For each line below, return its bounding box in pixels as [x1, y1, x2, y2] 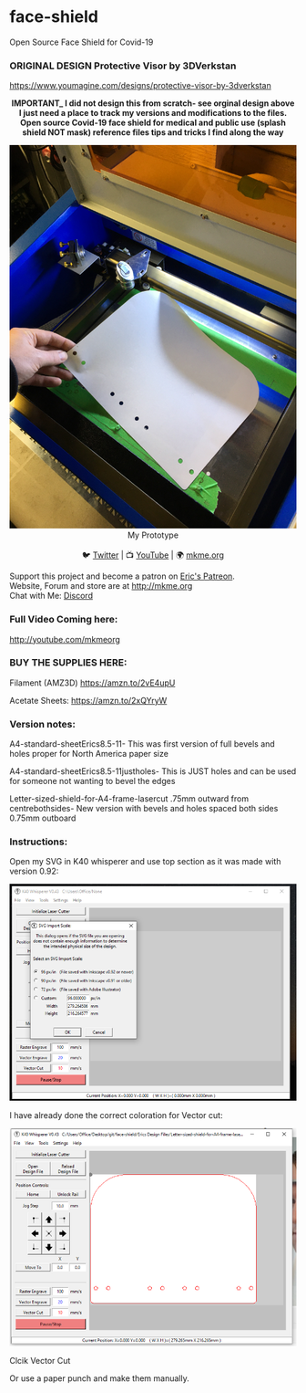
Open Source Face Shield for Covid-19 [9, 37, 154, 47]
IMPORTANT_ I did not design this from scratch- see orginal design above [11, 98, 295, 109]
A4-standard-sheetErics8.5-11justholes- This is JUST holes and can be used [9, 766, 297, 777]
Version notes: [9, 717, 76, 730]
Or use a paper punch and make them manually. [9, 1373, 189, 1384]
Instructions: [9, 835, 68, 848]
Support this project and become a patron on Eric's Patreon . [9, 571, 235, 581]
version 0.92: [9, 865, 59, 877]
